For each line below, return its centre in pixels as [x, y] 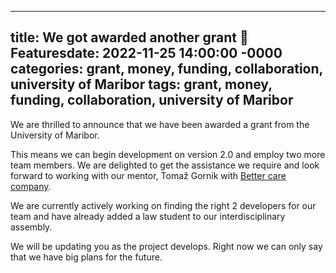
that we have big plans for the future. [86, 257]
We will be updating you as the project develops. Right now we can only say [166, 246]
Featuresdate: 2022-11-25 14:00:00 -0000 [146, 53]
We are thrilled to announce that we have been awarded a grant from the [160, 124]
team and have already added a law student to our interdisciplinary [148, 216]
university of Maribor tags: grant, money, [141, 84]
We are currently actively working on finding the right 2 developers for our [163, 205]
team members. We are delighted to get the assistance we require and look [165, 165]
